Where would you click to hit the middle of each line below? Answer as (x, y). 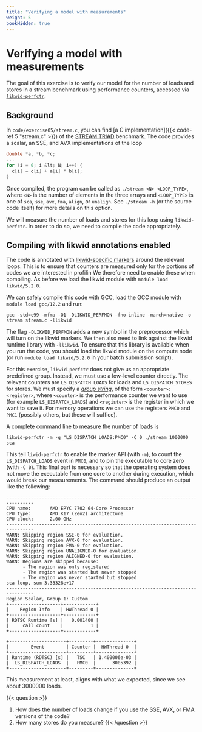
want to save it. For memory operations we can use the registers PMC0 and (98, 408)
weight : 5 (19, 18)
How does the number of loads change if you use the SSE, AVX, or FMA (105, 709)
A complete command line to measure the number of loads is (82, 426)
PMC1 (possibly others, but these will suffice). (62, 415)
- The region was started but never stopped (79, 572)
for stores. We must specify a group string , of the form (74, 389)
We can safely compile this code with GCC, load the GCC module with (94, 297)
